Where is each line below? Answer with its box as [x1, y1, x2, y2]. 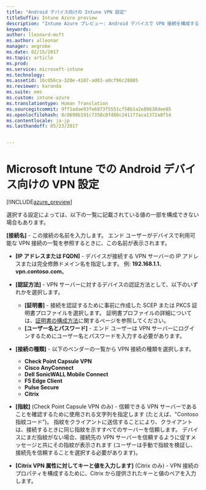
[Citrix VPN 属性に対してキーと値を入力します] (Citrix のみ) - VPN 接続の [15, 462, 199, 470]
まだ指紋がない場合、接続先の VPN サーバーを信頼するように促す [26, 434, 191, 441]
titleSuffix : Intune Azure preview [6, 15, 97, 21]
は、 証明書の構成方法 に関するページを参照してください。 [24, 317, 170, 324]
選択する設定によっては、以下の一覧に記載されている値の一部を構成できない [6, 211, 199, 219]
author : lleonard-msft [6, 32, 64, 38]
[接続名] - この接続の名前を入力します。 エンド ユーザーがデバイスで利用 [6, 231, 190, 239]
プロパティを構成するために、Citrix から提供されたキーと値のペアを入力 [15, 470, 197, 477]
